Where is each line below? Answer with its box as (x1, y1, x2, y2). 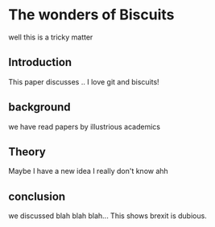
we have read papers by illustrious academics (8, 122, 161, 131)
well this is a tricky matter (8, 32, 93, 42)
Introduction (8, 56, 72, 69)
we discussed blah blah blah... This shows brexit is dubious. (8, 211, 207, 221)
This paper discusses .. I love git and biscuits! (8, 76, 159, 86)
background (8, 101, 71, 114)
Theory (8, 145, 47, 159)
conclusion (8, 189, 66, 203)
